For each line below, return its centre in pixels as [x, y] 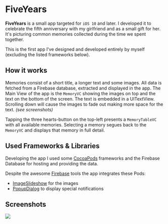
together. [15, 39]
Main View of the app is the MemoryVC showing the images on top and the [80, 93]
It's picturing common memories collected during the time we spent [76, 34]
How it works [26, 71]
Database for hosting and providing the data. [52, 163]
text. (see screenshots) [29, 109]
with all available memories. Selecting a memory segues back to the [76, 124]
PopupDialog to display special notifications [58, 189]
